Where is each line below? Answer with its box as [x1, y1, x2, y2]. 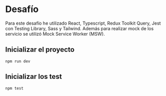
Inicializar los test [5, 72, 62, 81]
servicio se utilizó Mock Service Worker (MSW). [5, 31, 105, 37]
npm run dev [5, 59, 30, 64]
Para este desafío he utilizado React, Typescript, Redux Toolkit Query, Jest [5, 20, 161, 26]
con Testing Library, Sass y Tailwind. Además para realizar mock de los [5, 25, 154, 31]
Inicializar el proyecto [5, 45, 75, 54]
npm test [5, 85, 24, 91]
